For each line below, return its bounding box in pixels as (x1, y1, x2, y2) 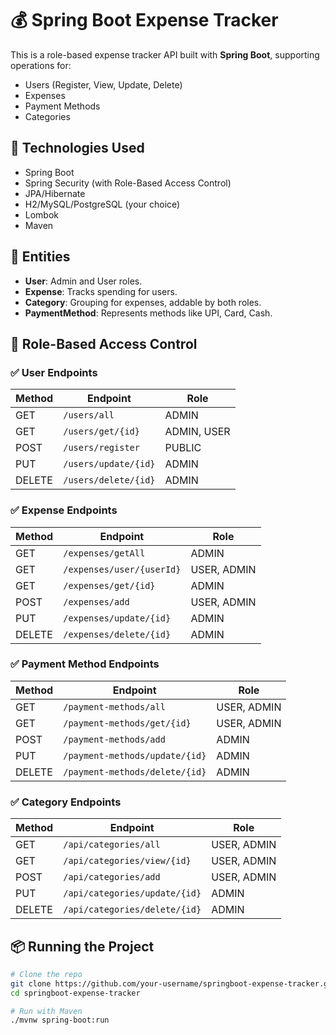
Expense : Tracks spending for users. (24, 285, 178, 297)
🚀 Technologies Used (10, 140, 145, 157)
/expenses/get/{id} (63, 580, 156, 591)
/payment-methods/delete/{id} (63, 766, 207, 777)
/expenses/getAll (63, 547, 146, 559)
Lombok (24, 208, 60, 221)
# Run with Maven (10, 1006, 83, 1016)
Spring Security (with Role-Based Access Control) (24, 177, 232, 189)
